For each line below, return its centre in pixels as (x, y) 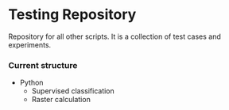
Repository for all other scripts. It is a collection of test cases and (114, 36)
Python (31, 83)
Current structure (43, 65)
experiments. (30, 44)
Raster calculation (61, 100)
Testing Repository (72, 15)
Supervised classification (73, 91)
